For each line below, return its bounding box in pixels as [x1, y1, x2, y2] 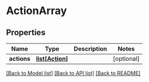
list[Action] [36, 54, 69, 63]
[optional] [113, 54, 140, 63]
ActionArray [6, 4, 67, 18]
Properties [6, 28, 46, 37]
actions [9, 54, 31, 63]
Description [73, 45, 107, 53]
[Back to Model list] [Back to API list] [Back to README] [6, 70, 141, 77]
